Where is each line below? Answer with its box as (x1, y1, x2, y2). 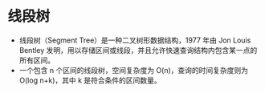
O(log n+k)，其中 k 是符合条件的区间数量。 (18, 75, 161, 85)
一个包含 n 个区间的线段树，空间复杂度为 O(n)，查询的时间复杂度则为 (18, 65, 249, 75)
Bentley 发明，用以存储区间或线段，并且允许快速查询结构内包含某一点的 (18, 45, 258, 55)
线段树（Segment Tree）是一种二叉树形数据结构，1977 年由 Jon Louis (18, 35, 251, 45)
